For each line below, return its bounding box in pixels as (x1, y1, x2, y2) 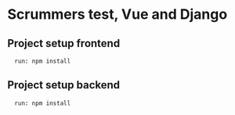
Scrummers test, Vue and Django (7, 5, 228, 23)
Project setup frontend (7, 37, 121, 50)
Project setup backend (7, 78, 121, 92)
